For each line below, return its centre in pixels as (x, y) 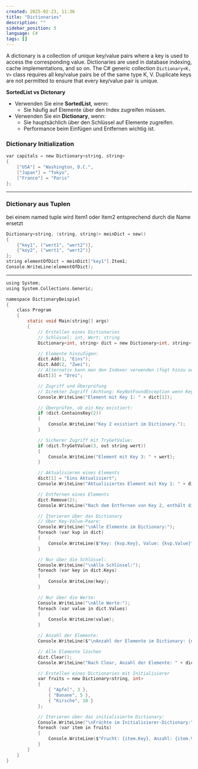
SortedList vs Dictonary (36, 92)
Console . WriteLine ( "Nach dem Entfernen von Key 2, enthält (111, 505)
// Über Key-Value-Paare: (69, 522)
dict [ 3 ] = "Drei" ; (60, 376)
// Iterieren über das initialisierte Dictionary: (101, 717)
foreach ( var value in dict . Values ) (82, 608)
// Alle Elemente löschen (69, 652)
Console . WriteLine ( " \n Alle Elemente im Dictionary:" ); (106, 527)
